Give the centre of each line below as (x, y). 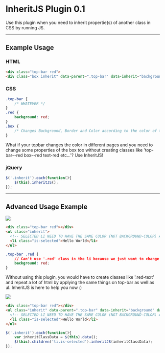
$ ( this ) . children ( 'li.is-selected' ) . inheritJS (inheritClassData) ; (83, 342)
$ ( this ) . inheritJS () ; (36, 182)
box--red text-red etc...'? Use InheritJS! (63, 155)
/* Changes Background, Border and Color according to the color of (86, 131)
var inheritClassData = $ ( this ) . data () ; (56, 337)
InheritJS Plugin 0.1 (45, 9)
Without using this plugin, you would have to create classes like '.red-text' (80, 277)
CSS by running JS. (25, 27)
